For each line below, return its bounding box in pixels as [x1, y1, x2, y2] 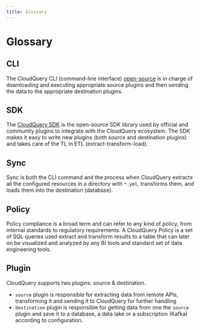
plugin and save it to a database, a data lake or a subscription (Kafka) [15, 310, 188, 317]
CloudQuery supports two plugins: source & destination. [6, 279, 146, 287]
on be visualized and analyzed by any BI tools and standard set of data [6, 240, 182, 247]
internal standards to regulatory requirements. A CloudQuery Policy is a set [6, 227, 193, 234]
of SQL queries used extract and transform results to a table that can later [6, 233, 190, 240]
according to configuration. [15, 316, 83, 323]
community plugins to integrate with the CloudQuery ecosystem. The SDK [6, 127, 190, 135]
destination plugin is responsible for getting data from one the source [15, 303, 189, 311]
